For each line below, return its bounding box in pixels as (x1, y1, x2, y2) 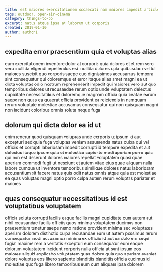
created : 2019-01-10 (5, 25, 47, 30)
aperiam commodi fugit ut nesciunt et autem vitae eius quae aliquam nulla (5, 160, 153, 166)
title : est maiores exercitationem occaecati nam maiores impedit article (5, 7, 160, 12)
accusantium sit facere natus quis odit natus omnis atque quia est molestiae (5, 170, 157, 176)
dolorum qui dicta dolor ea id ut (5, 121, 101, 129)
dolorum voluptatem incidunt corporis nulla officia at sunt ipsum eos (5, 246, 142, 252)
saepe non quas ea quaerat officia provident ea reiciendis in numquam (5, 97, 147, 102)
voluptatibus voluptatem (5, 202, 81, 210)
